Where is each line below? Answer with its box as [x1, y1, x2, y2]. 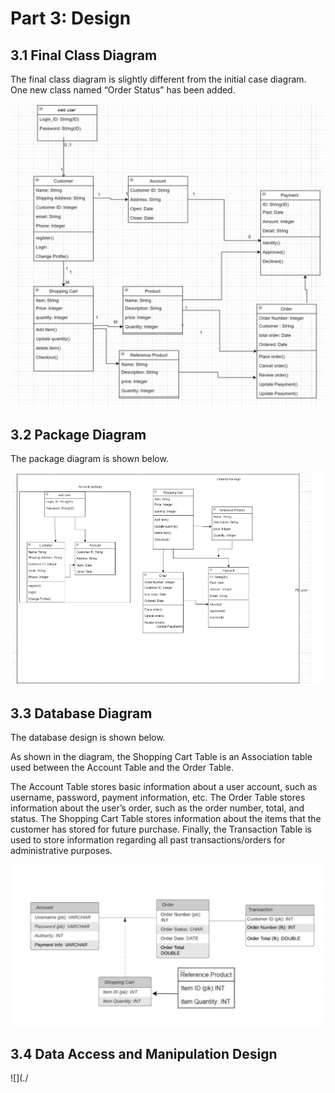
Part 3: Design [10, 7, 132, 30]
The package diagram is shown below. [10, 453, 169, 465]
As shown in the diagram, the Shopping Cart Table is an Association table [10, 751, 313, 763]
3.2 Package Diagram [10, 426, 147, 443]
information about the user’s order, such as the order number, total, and [10, 802, 305, 814]
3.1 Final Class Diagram [10, 47, 158, 64]
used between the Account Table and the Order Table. [10, 762, 234, 774]
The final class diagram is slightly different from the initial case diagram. [10, 73, 307, 85]
